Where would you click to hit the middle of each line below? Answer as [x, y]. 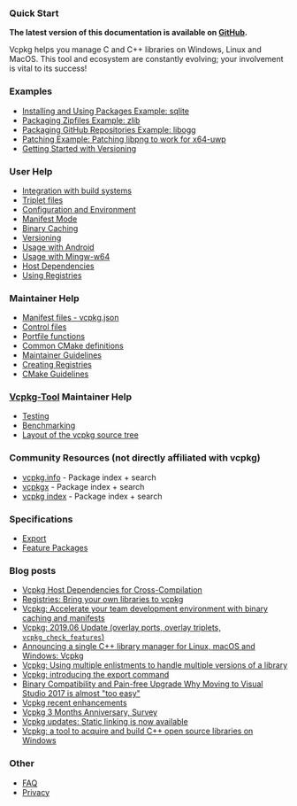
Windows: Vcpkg [53, 656]
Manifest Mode [49, 219]
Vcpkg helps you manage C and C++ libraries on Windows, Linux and [136, 50]
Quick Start [34, 13]
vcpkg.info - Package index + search [89, 477]
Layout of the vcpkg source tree [80, 435]
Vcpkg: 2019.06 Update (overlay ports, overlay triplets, [121, 628]
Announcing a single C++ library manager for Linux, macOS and [139, 647]
